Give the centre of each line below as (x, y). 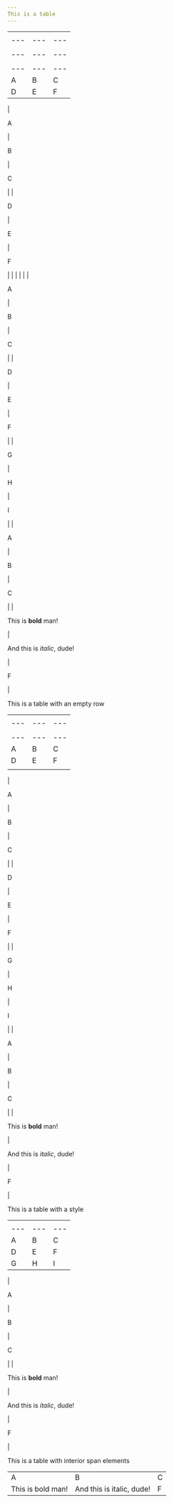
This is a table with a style (46, 1209)
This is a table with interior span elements (68, 1460)
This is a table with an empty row (56, 703)
